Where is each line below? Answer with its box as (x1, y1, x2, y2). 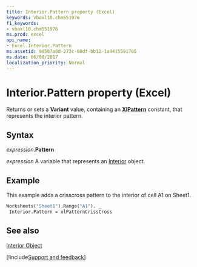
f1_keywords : (6, 20, 39, 26)
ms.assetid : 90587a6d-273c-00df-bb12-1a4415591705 (6, 49, 137, 55)
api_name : (6, 37, 32, 43)
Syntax (6, 130, 34, 140)
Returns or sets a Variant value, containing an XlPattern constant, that (6, 106, 183, 113)
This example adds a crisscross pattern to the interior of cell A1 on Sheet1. (6, 192, 192, 199)
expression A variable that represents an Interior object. (6, 158, 145, 165)
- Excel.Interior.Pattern (6, 43, 72, 49)
